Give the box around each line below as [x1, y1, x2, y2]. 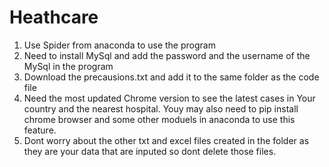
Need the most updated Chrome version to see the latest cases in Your [23, 92, 316, 104]
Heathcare [9, 6, 99, 29]
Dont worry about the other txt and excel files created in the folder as [23, 134, 310, 146]
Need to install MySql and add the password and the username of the [23, 49, 311, 61]
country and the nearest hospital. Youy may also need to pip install [23, 102, 299, 115]
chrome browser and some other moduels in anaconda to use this [23, 113, 296, 125]
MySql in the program [23, 60, 114, 72]
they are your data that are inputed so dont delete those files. [23, 145, 277, 157]
